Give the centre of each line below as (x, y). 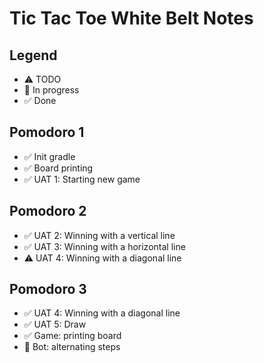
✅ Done (40, 100)
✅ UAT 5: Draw (55, 324)
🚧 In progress (51, 90)
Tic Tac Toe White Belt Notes (131, 18)
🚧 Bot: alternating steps (72, 347)
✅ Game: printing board (72, 336)
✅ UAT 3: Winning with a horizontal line (104, 246)
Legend (33, 55)
